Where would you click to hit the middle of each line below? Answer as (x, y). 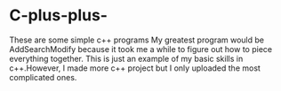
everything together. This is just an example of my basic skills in (126, 58)
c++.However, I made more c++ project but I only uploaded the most (135, 68)
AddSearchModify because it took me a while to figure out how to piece (141, 49)
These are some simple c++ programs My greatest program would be (137, 40)
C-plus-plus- (59, 15)
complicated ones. (43, 77)
